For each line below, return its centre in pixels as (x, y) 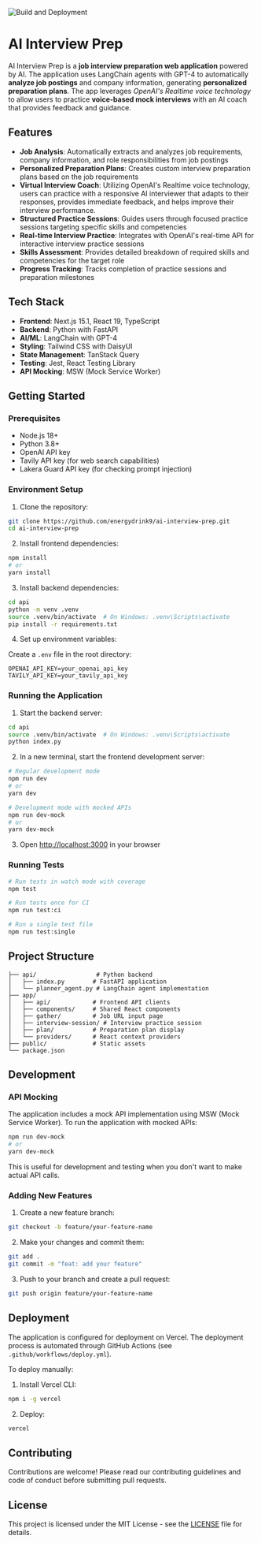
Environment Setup (46, 490)
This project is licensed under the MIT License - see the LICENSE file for (125, 1524)
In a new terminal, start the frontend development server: (112, 757)
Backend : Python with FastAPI (69, 329)
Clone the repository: (54, 507)
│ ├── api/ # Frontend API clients (89, 1002)
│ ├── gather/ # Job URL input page (86, 1016)
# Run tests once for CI (49, 903)
